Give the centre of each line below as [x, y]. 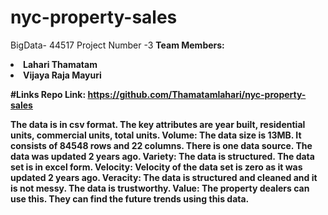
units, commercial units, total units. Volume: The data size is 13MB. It [156, 135]
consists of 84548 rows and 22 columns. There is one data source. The [161, 145]
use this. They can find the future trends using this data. [130, 198]
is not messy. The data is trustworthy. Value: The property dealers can [160, 188]
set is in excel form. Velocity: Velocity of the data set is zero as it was [156, 167]
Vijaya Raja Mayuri [62, 75]
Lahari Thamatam [60, 64]
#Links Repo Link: [48, 94]
